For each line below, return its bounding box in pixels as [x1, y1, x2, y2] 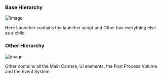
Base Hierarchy [5, 4, 43, 11]
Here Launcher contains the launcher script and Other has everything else [5, 25, 156, 31]
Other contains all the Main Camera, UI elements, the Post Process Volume [5, 63, 157, 69]
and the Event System [5, 68, 50, 74]
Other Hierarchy [5, 42, 45, 49]
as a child [5, 30, 25, 36]
